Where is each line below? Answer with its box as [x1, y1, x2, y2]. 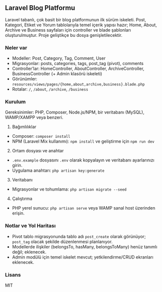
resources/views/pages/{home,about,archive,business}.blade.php [12, 82, 145, 87]
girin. [12, 162, 23, 168]
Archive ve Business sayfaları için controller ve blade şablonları [5, 27, 131, 33]
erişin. [12, 211, 25, 216]
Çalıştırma [12, 196, 32, 202]
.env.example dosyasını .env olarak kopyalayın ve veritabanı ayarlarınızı [12, 157, 154, 163]
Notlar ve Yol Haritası [5, 223, 56, 229]
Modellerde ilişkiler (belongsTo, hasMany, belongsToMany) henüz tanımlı [12, 243, 158, 249]
